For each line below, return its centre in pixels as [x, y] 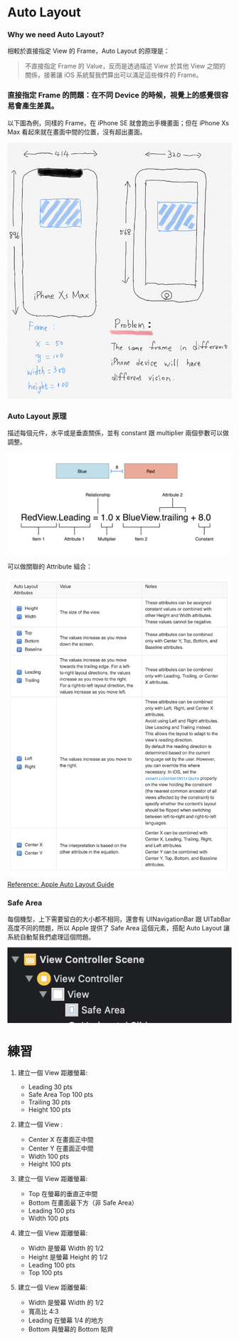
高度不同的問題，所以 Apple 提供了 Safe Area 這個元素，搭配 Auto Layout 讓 [118, 928]
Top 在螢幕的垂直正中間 [63, 1193]
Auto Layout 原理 [37, 416]
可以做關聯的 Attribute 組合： [50, 566]
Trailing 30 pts [49, 1102]
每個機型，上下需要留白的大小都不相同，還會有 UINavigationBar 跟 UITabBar [119, 919]
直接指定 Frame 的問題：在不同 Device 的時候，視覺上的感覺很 [115, 95]
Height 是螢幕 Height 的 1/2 [68, 1257]
